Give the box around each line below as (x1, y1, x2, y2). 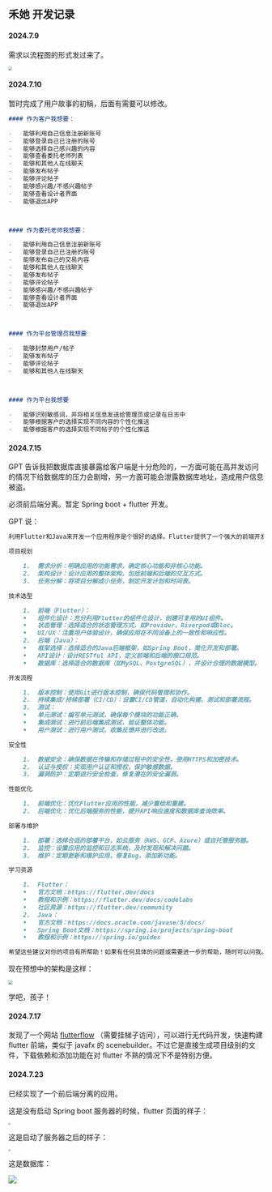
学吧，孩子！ (8, 992, 51, 1002)
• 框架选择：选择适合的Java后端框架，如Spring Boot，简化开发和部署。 (23, 644, 243, 652)
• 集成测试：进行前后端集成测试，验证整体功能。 (23, 719, 170, 727)
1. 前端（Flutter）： (23, 606, 91, 614)
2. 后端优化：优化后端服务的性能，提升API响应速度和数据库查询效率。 (23, 807, 229, 816)
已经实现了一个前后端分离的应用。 (8, 1088, 122, 1098)
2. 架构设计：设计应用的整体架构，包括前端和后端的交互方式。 (23, 570, 206, 578)
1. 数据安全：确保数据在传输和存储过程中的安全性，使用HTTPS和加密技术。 (23, 755, 243, 763)
